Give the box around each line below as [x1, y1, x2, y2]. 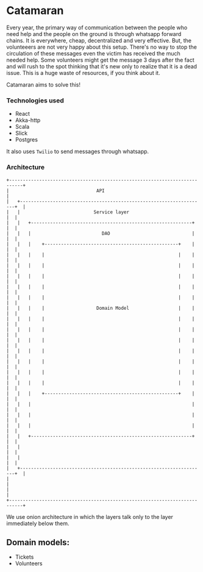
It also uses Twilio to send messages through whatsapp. [6, 148, 149, 156]
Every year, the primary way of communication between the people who [6, 24, 188, 31]
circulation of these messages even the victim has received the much [6, 49, 181, 57]
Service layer [93, 209, 130, 215]
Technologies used [6, 96, 64, 104]
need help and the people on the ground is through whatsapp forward [6, 30, 182, 37]
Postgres [15, 136, 38, 143]
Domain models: [6, 537, 70, 548]
